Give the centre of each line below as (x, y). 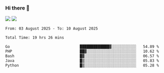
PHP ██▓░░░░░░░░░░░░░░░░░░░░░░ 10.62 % (82, 51)
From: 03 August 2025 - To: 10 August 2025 (52, 29)
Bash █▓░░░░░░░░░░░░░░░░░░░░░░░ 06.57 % (82, 56)
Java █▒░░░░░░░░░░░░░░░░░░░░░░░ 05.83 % (82, 60)
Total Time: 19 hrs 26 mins (35, 38)
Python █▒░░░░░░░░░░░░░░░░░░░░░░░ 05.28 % (82, 65)
